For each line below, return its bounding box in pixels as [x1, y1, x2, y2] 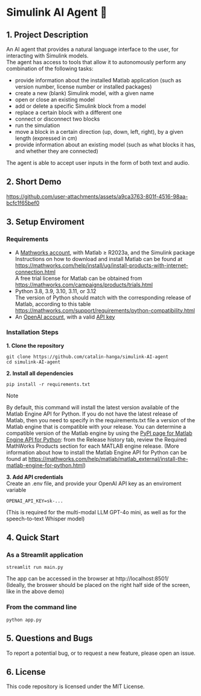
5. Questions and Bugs [6, 633, 94, 644]
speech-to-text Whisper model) [6, 515, 85, 522]
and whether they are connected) [14, 148, 98, 154]
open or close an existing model [14, 96, 95, 103]
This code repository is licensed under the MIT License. [6, 683, 145, 690]
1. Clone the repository [6, 342, 65, 349]
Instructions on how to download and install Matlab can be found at [14, 255, 183, 262]
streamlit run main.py [6, 565, 63, 571]
